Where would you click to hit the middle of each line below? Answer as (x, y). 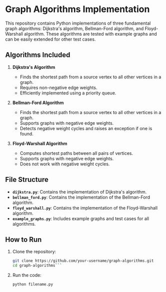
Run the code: (27, 275)
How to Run (23, 239)
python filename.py (33, 284)
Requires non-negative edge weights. (58, 87)
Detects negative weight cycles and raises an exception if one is (86, 128)
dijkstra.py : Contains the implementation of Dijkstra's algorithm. (79, 191)
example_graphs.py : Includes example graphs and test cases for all (80, 218)
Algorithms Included (38, 55)
